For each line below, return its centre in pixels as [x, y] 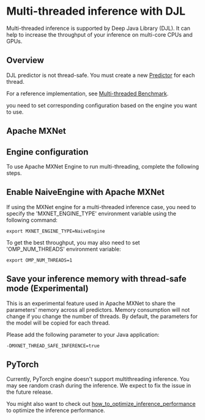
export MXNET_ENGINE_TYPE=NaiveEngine [56, 231]
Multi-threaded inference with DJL [96, 11]
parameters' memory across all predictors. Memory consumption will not [98, 309]
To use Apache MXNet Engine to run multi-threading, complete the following [103, 166]
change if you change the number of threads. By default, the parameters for [102, 316]
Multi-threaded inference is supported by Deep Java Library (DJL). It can [99, 28]
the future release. [30, 392]
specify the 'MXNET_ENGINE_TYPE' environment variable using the [91, 213]
